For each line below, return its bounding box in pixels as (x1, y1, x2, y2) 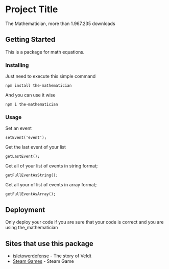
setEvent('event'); (5, 135, 47, 140)
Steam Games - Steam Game (12, 258, 74, 264)
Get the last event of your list (5, 144, 66, 150)
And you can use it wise (5, 92, 56, 98)
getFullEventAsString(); (5, 173, 58, 178)
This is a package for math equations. (5, 48, 85, 55)
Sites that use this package (5, 239, 93, 248)
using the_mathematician (5, 225, 58, 231)
